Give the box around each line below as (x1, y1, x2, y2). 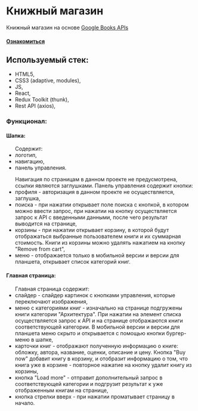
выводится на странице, (14, 220, 78, 227)
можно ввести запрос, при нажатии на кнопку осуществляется (14, 208, 177, 215)
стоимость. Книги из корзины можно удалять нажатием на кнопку (14, 239, 185, 246)
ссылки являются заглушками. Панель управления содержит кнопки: (14, 182, 193, 189)
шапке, (35, 336, 54, 343)
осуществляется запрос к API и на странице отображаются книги (14, 317, 183, 324)
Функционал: (6, 118, 48, 126)
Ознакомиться (6, 38, 45, 45)
